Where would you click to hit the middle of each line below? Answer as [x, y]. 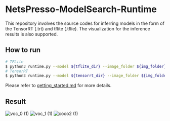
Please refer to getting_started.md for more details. [58, 86]
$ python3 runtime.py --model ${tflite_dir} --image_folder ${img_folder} [86, 66]
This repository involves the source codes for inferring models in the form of [85, 23]
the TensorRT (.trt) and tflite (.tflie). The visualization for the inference [78, 28]
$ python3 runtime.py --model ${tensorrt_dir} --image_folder [72, 76]
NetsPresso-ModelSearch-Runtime [81, 9]
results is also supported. [32, 34]
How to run [23, 50]
